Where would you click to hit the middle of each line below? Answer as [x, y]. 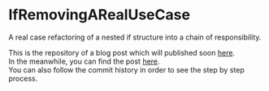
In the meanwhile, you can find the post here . [84, 61]
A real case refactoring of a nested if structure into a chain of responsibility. [135, 37]
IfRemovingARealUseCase [100, 15]
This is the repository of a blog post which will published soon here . [122, 52]
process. [23, 78]
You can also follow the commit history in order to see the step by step [127, 69]
